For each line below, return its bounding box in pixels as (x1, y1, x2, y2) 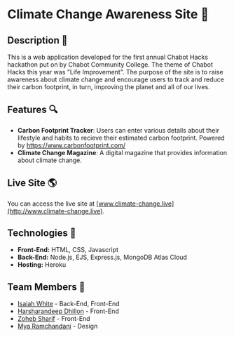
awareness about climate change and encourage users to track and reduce (7, 75, 224, 84)
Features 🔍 (7, 104, 58, 116)
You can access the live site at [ (7, 199, 99, 208)
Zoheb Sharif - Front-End (17, 315, 90, 323)
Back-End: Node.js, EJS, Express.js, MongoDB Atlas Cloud (17, 253, 188, 262)
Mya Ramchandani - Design (17, 322, 98, 331)
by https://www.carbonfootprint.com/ (17, 140, 126, 150)
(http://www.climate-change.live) (7, 206, 103, 215)
